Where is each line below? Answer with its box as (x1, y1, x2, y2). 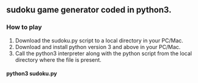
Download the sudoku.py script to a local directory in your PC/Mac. (15, 36, 183, 44)
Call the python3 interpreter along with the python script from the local (15, 50, 193, 57)
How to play (6, 23, 43, 32)
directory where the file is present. (15, 56, 102, 63)
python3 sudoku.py (6, 70, 58, 78)
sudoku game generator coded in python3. (6, 5, 172, 15)
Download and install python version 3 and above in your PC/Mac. (15, 43, 181, 50)
